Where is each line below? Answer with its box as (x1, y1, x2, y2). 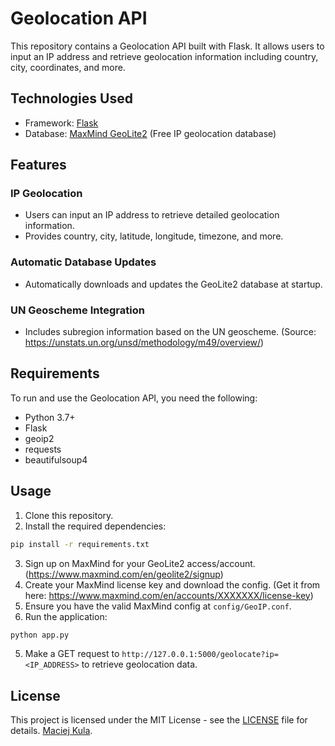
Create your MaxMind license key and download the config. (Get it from (24, 578, 321, 591)
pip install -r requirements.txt (10, 539, 150, 549)
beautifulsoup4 (24, 453, 88, 466)
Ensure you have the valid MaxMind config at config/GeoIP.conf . (24, 600, 292, 612)
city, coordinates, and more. (10, 61, 126, 73)
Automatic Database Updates (10, 255, 157, 269)
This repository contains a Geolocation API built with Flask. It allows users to (10, 40, 325, 52)
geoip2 (24, 432, 55, 444)
